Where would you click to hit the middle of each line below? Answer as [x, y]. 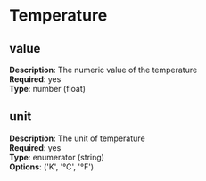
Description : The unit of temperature [77, 138]
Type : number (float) [48, 89]
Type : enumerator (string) [57, 157]
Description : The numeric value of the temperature [103, 70]
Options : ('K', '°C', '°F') [52, 167]
